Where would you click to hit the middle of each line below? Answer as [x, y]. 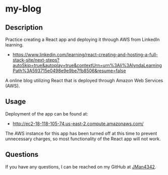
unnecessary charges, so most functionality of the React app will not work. [83, 139]
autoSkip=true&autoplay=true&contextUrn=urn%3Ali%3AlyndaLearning [87, 65]
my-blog [23, 9]
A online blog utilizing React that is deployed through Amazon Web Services [84, 80]
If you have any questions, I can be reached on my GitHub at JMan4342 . [81, 166]
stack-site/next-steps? [36, 60]
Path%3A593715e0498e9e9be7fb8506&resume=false [69, 71]
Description [24, 27]
